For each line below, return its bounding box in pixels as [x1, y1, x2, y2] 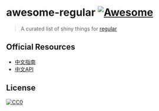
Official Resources [6, 42, 75, 52]
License [6, 83, 36, 93]
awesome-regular [6, 6, 96, 19]
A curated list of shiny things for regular [20, 25, 117, 32]
